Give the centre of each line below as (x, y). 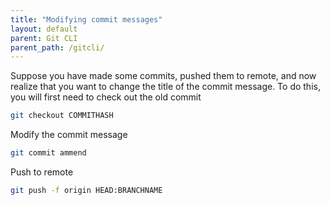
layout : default (44, 29)
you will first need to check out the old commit (106, 97)
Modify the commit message (69, 135)
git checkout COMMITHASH (62, 116)
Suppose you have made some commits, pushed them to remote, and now (163, 76)
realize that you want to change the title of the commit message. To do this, (165, 87)
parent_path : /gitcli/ (57, 47)
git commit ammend (48, 153)
